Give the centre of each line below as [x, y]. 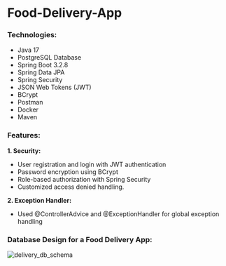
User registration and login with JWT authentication [92, 164]
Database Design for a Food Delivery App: [80, 239]
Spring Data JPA [41, 72]
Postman [30, 102]
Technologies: [32, 35]
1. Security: [24, 151]
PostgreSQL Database [49, 58]
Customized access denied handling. [71, 187]
